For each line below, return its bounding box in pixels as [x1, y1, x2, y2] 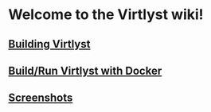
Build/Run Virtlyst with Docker [8, 64, 162, 77]
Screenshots [8, 91, 73, 105]
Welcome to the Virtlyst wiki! [8, 6, 205, 24]
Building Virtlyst [8, 37, 91, 51]
